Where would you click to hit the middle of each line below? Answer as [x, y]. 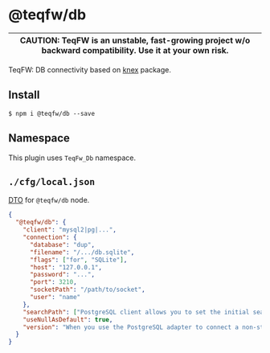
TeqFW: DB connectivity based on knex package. [90, 69]
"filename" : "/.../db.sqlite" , [82, 252]
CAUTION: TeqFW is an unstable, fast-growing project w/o [135, 40]
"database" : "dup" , [62, 244]
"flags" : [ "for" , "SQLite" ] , [78, 260]
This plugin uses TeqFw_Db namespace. [72, 158]
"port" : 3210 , [53, 282]
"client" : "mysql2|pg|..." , [70, 230]
